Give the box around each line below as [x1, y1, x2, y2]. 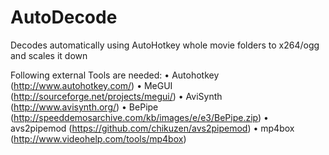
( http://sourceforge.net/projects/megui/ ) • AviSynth [10, 90, 223, 102]
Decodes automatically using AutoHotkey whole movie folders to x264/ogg [10, 39, 320, 51]
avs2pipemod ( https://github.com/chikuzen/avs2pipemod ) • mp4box [10, 122, 295, 134]
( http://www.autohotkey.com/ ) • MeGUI [10, 79, 173, 91]
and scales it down [10, 49, 88, 61]
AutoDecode [10, 6, 118, 29]
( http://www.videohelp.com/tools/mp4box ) [10, 132, 187, 145]
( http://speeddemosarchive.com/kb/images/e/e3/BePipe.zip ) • [10, 111, 269, 123]
